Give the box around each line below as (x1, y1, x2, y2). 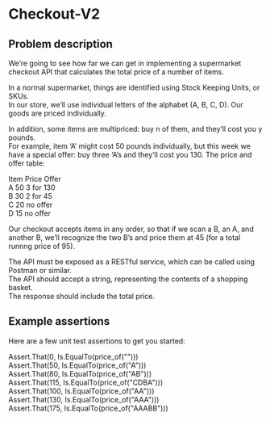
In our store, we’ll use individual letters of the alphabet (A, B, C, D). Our (8, 100, 243, 109)
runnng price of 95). (8, 242, 75, 250)
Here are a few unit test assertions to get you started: (8, 336, 185, 346)
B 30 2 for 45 (8, 192, 52, 200)
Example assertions (8, 314, 110, 328)
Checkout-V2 (8, 5, 101, 23)
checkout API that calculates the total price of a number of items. (8, 67, 224, 77)
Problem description (8, 37, 113, 51)
